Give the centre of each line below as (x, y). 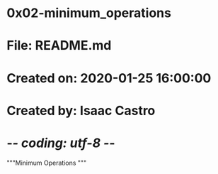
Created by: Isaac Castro (81, 110)
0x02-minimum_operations (89, 13)
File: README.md (59, 46)
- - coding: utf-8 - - (61, 143)
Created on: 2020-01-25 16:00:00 (109, 78)
